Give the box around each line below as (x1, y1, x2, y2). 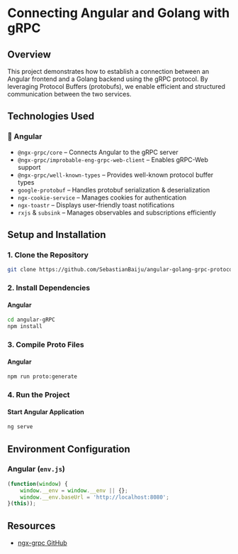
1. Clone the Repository (7, 250, 89, 260)
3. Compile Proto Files (7, 340, 84, 349)
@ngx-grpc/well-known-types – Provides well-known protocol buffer (17, 170, 214, 179)
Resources (7, 520, 56, 532)
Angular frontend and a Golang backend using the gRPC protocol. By (7, 75, 208, 83)
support (17, 163, 41, 171)
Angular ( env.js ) (7, 464, 65, 474)
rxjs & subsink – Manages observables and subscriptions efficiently (17, 208, 216, 217)
